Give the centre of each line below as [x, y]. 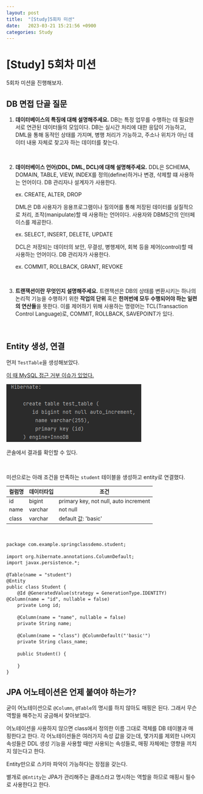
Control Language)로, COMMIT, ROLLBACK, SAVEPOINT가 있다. [95, 314]
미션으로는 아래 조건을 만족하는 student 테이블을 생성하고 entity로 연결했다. [96, 477]
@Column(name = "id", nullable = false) [58, 599]
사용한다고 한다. [31, 785]
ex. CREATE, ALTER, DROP [48, 194]
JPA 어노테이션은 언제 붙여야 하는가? [71, 692]
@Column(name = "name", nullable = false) [72, 617]
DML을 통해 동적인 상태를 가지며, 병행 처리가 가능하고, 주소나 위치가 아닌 [101, 135]
